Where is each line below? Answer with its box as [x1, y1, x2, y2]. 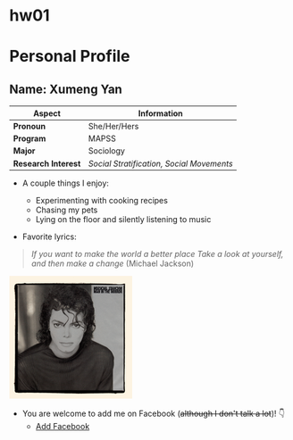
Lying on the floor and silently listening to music [35, 214, 212, 225]
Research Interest [13, 158, 81, 169]
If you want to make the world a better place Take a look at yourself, [30, 249, 284, 260]
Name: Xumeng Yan [9, 81, 122, 96]
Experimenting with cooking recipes [35, 195, 168, 206]
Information [138, 108, 183, 119]
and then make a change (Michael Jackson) [30, 258, 195, 269]
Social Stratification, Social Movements [88, 158, 234, 169]
